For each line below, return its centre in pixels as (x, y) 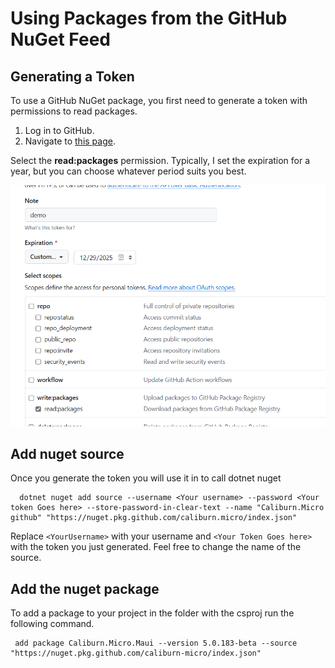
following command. (52, 624)
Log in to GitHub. (59, 130)
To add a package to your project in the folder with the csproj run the (152, 613)
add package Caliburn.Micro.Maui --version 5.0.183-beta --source (156, 643)
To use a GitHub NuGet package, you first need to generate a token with (159, 100)
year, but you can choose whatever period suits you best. (128, 171)
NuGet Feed (60, 39)
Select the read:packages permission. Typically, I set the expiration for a (160, 160)
